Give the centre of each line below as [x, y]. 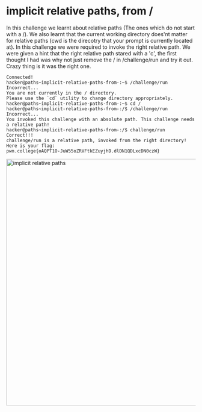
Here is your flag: [31, 146]
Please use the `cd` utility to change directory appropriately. [90, 98]
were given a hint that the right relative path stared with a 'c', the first [92, 53]
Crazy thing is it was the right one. [49, 66]
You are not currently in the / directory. [62, 93]
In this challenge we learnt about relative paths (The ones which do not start [101, 28]
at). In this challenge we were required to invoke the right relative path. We [98, 47]
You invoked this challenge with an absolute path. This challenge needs [101, 119]
